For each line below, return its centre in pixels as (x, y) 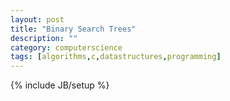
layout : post (37, 19)
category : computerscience (66, 47)
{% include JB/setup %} (60, 85)
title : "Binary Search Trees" (73, 29)
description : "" (44, 38)
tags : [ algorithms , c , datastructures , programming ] (116, 57)
